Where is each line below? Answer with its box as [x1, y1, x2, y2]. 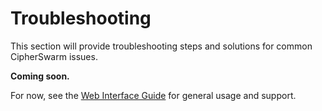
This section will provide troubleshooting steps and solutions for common [10, 40, 313, 52]
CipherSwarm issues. [10, 50, 98, 62]
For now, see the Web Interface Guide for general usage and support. [10, 89, 297, 101]
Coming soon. [10, 70, 70, 82]
